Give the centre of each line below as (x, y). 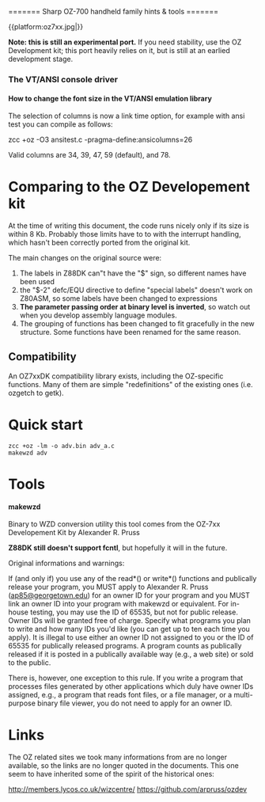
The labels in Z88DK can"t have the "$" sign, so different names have (133, 273)
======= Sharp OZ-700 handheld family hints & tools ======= (114, 11)
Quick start (45, 425)
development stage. (41, 59)
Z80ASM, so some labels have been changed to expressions (118, 298)
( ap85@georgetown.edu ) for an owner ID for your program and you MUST (129, 595)
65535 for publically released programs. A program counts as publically (125, 646)
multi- (243, 695)
